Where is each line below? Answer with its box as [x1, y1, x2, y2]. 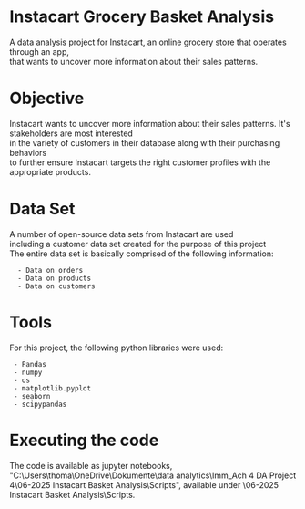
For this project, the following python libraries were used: [9, 342, 224, 353]
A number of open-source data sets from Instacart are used [9, 228, 234, 239]
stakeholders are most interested [9, 128, 134, 139]
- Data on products [17, 274, 92, 283]
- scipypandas [13, 400, 67, 409]
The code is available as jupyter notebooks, [9, 460, 173, 471]
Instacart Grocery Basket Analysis [9, 6, 275, 27]
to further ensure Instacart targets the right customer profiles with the [9, 157, 271, 168]
